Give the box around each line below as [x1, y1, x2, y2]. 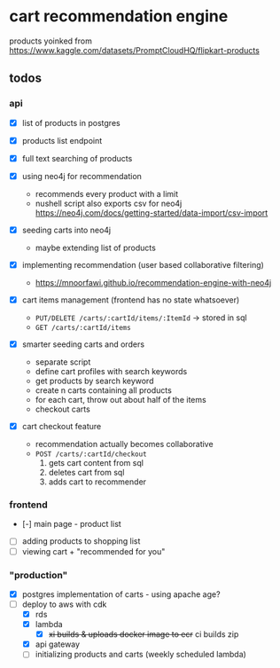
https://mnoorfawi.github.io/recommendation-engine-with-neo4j [35, 278, 272, 287]
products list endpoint [21, 135, 103, 145]
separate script [35, 357, 91, 367]
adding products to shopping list [21, 536, 141, 546]
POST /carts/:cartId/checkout [35, 450, 148, 459]
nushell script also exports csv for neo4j [35, 198, 183, 208]
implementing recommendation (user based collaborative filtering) [21, 259, 264, 270]
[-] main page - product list [21, 519, 121, 530]
